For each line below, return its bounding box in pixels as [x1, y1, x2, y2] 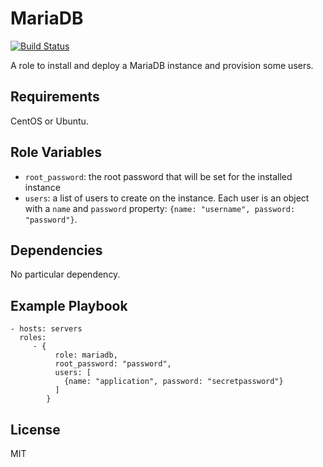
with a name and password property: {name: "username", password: [24, 202, 296, 214]
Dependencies [10, 242, 103, 259]
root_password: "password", [54, 359, 172, 369]
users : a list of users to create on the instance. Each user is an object [24, 192, 310, 204]
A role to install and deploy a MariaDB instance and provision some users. [10, 59, 314, 71]
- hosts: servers [10, 324, 83, 334]
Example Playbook [10, 297, 128, 314]
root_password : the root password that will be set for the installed [24, 170, 293, 182]
